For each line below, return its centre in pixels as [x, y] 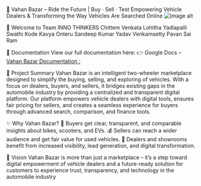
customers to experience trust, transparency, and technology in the [90, 170]
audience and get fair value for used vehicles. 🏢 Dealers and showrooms [97, 139]
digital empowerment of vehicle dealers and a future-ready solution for [95, 164]
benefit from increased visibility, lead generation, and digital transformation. [101, 146]
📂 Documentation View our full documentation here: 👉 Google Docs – [94, 52]
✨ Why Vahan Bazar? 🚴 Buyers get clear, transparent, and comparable [94, 123]
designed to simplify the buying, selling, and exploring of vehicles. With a [97, 79]
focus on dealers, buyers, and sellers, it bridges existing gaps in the [91, 86]
